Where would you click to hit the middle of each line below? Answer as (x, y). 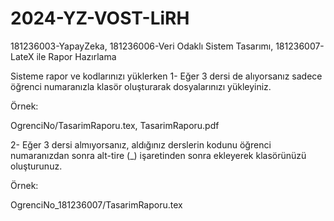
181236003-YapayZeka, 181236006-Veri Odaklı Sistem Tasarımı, (142, 46)
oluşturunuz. (36, 166)
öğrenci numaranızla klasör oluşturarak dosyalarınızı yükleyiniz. (141, 86)
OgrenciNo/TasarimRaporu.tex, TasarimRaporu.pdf (115, 125)
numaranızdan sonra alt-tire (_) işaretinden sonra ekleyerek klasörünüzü (158, 155)
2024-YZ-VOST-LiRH (100, 18)
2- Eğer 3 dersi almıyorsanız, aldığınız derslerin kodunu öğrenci (141, 144)
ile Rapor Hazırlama (76, 56)
